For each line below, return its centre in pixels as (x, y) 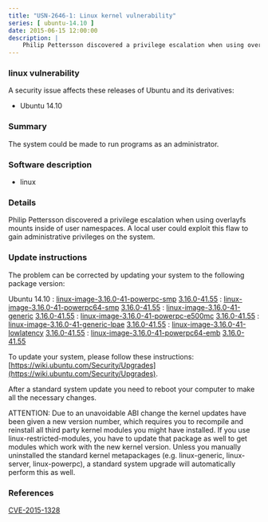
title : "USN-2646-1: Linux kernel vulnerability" (93, 16)
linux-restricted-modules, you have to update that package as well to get (128, 438)
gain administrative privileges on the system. (82, 237)
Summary (28, 127)
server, (20, 464)
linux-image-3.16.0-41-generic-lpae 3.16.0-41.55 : (89, 324)
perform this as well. (42, 472)
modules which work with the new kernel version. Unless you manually (125, 446)
